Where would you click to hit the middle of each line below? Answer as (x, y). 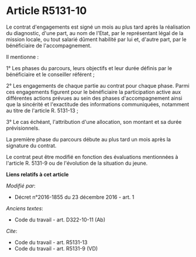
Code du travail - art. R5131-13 (51, 242)
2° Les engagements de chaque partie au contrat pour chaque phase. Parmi (98, 85)
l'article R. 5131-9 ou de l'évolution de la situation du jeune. (77, 163)
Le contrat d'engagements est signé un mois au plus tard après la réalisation (98, 27)
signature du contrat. (31, 145)
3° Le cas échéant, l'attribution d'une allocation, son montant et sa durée (94, 121)
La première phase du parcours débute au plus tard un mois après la (89, 139)
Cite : (12, 231)
